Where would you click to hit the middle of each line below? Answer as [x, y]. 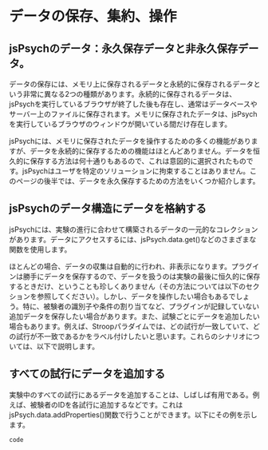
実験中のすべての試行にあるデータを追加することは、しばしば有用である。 [131, 394]
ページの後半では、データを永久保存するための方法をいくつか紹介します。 [138, 181]
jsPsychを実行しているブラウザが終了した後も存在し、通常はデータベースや [133, 104]
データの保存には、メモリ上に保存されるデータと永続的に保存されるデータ [131, 84]
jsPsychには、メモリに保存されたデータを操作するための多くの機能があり [130, 141]
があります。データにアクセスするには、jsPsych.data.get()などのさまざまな [133, 239]
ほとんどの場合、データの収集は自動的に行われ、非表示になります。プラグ [131, 266]
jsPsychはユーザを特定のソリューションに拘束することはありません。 [136, 171]
